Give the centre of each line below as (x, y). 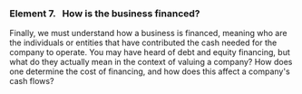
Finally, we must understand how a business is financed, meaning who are (148, 33)
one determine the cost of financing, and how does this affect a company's (150, 71)
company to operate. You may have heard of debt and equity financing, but (150, 52)
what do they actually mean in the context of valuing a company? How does (151, 62)
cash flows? (32, 81)
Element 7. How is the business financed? (105, 14)
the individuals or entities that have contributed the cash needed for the (143, 42)
